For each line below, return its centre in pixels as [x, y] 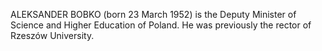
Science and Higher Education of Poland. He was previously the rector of [161, 25]
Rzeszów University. [52, 35]
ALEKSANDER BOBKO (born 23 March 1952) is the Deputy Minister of [153, 14]
